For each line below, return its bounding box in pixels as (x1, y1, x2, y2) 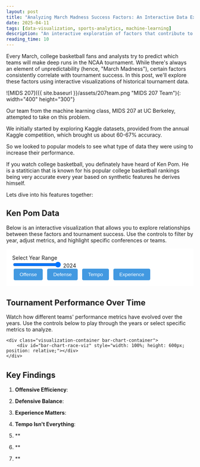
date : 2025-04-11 (6, 20, 49, 26)
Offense (20, 271, 37, 277)
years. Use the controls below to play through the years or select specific (6, 320, 186, 327)
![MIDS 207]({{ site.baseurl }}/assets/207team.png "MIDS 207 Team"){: (6, 90, 182, 96)
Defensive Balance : (14, 397, 64, 405)
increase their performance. (6, 149, 75, 156)
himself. (6, 179, 26, 187)
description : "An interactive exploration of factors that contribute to (6, 31, 193, 37)
